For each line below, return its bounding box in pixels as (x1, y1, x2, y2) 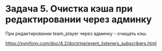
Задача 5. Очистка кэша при (5, 3, 133, 15)
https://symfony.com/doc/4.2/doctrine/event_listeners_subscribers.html (5, 40, 157, 46)
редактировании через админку (5, 14, 152, 25)
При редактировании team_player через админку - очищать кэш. (5, 30, 147, 36)
